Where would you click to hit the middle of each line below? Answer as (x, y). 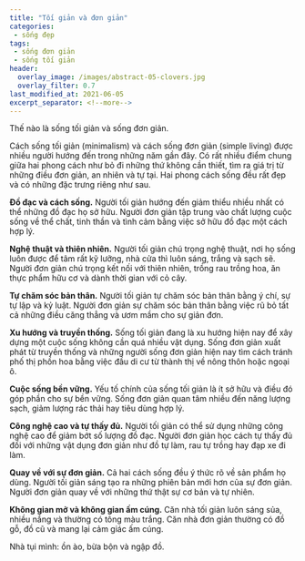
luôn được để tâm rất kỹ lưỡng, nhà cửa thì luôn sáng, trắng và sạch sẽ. (142, 259)
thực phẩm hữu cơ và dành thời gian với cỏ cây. (98, 278)
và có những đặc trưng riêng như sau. (81, 185)
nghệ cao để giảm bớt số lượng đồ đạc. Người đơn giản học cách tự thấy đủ (151, 436)
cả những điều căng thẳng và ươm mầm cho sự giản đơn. (117, 315)
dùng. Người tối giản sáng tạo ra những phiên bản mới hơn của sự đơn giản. (151, 483)
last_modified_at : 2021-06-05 (67, 94)
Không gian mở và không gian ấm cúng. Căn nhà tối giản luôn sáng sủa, (146, 510)
